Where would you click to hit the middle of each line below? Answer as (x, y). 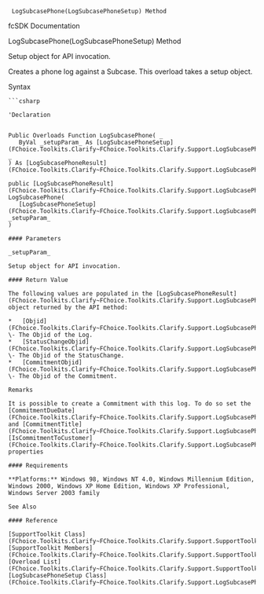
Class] (75, 534)
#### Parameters (35, 239)
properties (26, 452)
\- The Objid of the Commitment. (63, 376)
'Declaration (29, 115)
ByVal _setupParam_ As (55, 142)
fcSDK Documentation (44, 26)
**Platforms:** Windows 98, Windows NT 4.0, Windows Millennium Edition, (132, 479)
